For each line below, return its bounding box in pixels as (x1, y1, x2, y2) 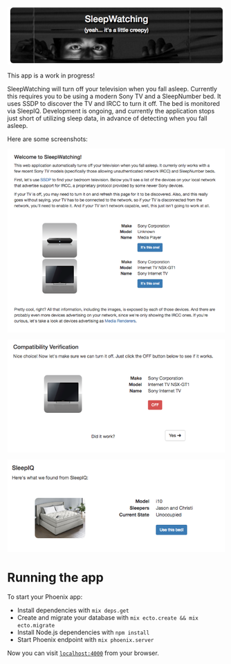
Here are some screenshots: (7, 135, 88, 143)
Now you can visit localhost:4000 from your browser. (7, 649, 159, 657)
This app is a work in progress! (7, 71, 95, 80)
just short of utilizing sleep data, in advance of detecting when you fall (7, 114, 207, 122)
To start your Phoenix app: (7, 592, 83, 601)
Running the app (7, 570, 104, 586)
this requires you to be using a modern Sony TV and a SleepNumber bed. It (7, 92, 221, 100)
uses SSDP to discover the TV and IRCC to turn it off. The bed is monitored (7, 99, 220, 107)
